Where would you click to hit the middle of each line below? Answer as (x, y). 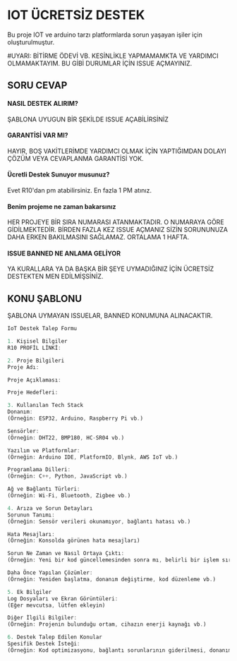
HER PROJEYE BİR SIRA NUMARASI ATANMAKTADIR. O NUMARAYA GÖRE (116, 222)
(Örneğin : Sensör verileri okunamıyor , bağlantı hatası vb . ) (99, 521)
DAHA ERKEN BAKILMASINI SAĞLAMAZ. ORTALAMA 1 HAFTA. (98, 237)
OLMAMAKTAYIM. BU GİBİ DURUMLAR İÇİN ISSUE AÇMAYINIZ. (100, 63)
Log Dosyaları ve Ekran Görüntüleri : (63, 599)
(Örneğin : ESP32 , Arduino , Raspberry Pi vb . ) (75, 419)
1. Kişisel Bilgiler (38, 341)
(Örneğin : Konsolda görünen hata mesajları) (74, 541)
